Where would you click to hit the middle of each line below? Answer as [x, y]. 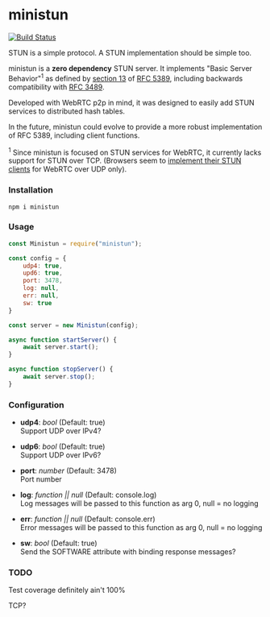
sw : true [37, 303]
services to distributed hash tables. [67, 111]
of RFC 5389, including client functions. [74, 135]
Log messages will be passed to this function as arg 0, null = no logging [139, 503]
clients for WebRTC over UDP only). [68, 169]
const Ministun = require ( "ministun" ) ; [75, 243]
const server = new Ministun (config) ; [73, 325]
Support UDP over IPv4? [60, 431]
